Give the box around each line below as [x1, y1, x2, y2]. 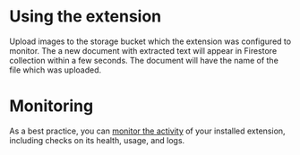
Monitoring [9, 96, 94, 116]
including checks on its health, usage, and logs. [9, 134, 185, 145]
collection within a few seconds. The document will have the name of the [9, 55, 279, 65]
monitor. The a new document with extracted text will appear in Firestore [9, 45, 278, 56]
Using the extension [9, 6, 162, 27]
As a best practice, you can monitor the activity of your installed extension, [9, 125, 286, 136]
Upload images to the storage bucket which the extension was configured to [9, 36, 292, 47]
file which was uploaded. [9, 65, 102, 75]
